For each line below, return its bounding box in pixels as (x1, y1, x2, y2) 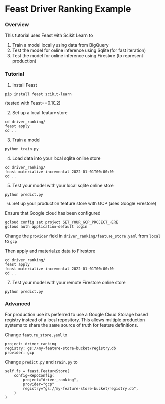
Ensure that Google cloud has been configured (5, 210, 101, 216)
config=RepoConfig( (14, 373, 55, 378)
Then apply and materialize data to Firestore (5, 248, 96, 254)
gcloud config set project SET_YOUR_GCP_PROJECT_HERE (5, 220, 119, 225)
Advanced (5, 300, 31, 307)
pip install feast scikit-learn (5, 91, 72, 97)
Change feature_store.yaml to (5, 332, 68, 338)
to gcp (5, 238, 17, 244)
